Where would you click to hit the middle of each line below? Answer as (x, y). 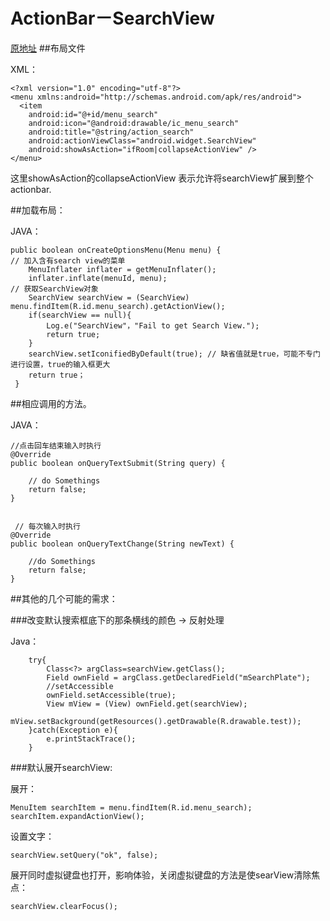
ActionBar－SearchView (112, 18)
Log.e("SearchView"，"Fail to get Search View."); (153, 325)
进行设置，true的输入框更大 (60, 364)
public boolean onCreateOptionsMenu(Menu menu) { (116, 250)
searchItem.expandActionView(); (77, 816)
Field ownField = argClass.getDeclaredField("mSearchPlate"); (178, 677)
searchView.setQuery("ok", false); (84, 855)
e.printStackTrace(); (91, 739)
